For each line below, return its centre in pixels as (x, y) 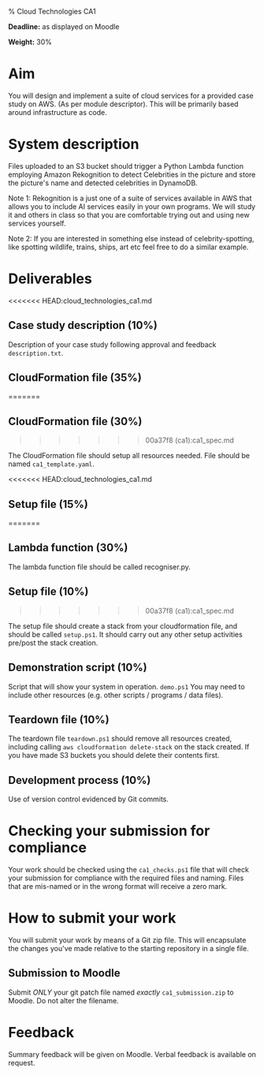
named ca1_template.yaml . (51, 464)
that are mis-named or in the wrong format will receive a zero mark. (118, 887)
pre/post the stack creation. (53, 643)
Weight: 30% (30, 42)
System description (74, 144)
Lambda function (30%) (68, 548)
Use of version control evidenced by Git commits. (89, 799)
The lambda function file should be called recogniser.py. (100, 566)
